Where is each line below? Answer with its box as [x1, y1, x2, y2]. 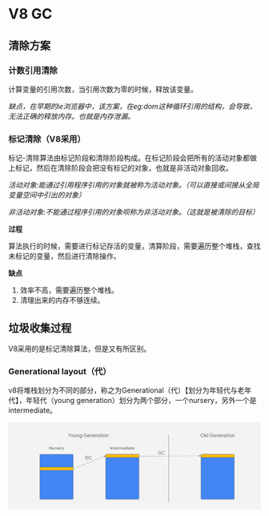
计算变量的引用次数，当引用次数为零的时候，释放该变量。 [8, 84, 198, 94]
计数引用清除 [8, 65, 58, 76]
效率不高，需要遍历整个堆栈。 [19, 285, 118, 295]
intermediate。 [8, 405, 58, 415]
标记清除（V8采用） [8, 133, 86, 144]
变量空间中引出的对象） [8, 190, 86, 200]
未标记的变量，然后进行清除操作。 [8, 252, 121, 261]
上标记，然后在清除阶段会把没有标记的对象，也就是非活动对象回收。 [8, 163, 233, 173]
